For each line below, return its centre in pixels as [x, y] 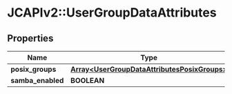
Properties [30, 38]
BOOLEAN [87, 81]
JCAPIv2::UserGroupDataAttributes [112, 13]
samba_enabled [37, 81]
